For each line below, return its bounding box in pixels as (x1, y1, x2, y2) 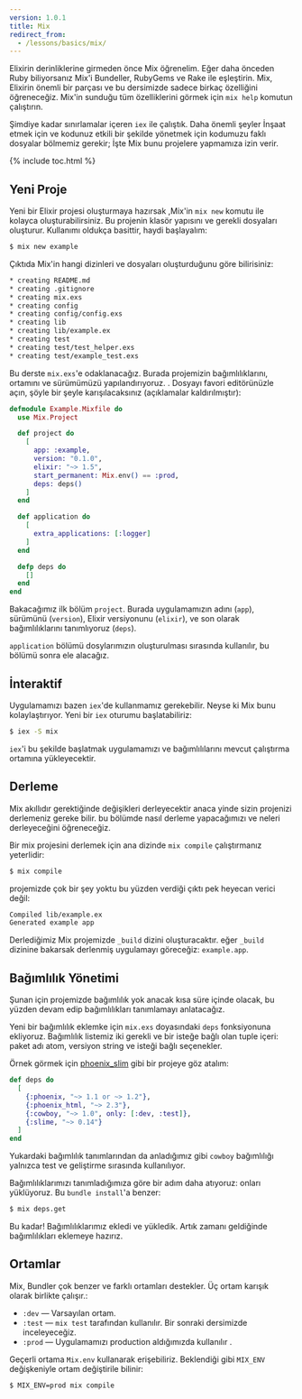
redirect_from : (9, 30, 67, 39)
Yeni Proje (9, 181, 68, 197)
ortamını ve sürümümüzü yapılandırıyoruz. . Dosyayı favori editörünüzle (9, 377, 274, 388)
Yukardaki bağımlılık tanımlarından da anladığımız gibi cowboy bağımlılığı (9, 1151, 274, 1162)
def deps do (9, 1075, 54, 1085)
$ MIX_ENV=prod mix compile (9, 1381, 115, 1390)
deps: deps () (32, 479, 83, 488)
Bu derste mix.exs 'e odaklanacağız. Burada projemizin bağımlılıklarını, (9, 367, 269, 379)
